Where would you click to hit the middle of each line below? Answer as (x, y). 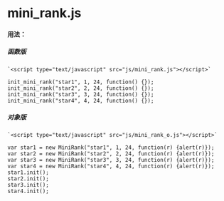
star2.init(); (28, 179)
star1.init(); (28, 172)
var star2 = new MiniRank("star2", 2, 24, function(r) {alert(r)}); (111, 154)
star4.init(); (28, 191)
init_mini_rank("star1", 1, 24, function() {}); (81, 82)
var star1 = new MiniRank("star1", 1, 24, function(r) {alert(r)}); (111, 148)
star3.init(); (28, 185)
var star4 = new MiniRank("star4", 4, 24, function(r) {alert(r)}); (111, 166)
